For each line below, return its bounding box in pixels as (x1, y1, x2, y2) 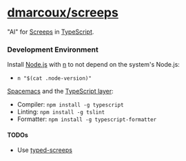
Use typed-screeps (17, 146, 72, 154)
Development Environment (7, 45, 99, 54)
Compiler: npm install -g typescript (17, 100, 124, 109)
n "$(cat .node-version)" (17, 75, 92, 82)
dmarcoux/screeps (7, 5, 118, 21)
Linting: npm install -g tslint (17, 108, 105, 116)
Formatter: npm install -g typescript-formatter (17, 115, 157, 123)
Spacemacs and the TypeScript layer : (7, 87, 114, 96)
